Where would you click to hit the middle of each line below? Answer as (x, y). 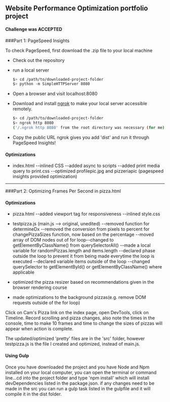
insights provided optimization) (45, 177)
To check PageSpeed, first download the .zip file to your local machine (79, 50)
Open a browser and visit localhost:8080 (55, 94)
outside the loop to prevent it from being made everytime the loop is (83, 256)
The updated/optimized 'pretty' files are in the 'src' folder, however (75, 339)
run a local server (31, 70)
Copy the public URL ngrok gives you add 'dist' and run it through (81, 137)
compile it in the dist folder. (34, 394)
